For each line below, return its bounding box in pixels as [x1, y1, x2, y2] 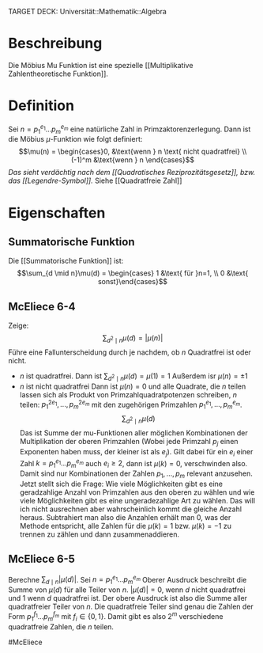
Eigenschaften [8, 203, 106, 222]
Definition [8, 97, 75, 115]
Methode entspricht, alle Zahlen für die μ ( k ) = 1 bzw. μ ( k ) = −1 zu [19, 521, 231, 530]
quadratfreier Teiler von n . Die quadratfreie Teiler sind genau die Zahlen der [8, 602, 254, 612]
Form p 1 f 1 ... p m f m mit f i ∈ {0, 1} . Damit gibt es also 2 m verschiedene [8, 610, 224, 623]
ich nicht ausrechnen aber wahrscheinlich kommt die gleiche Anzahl [19, 504, 242, 514]
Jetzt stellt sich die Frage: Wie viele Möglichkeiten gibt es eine [19, 479, 224, 488]
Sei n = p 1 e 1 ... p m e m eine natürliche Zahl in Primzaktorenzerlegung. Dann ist [8, 123, 251, 135]
